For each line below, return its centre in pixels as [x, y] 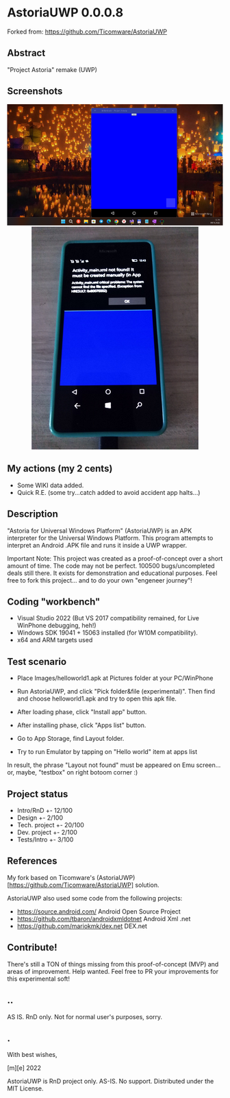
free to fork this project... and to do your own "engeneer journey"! [100, 580]
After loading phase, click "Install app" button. [82, 712]
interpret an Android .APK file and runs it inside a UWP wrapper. [97, 545]
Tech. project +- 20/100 [50, 825]
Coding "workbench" [54, 602]
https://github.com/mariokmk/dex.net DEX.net [82, 926]
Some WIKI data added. [50, 485]
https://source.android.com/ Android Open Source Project [99, 911]
